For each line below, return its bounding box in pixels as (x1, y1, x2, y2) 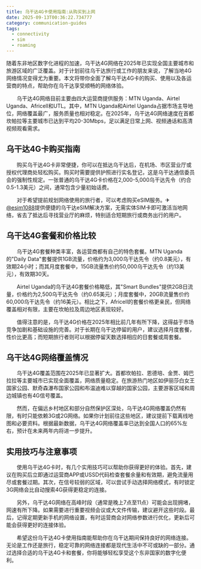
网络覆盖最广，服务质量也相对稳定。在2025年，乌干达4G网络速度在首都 (16, 109, 194, 117)
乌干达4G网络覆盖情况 (6, 352, 89, 363)
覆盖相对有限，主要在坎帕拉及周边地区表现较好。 (6, 306, 127, 313)
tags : (6, 25, 20, 32)
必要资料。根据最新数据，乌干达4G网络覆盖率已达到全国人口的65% (16, 420, 182, 427)
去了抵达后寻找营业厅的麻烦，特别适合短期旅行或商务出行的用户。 (22, 211, 184, 218)
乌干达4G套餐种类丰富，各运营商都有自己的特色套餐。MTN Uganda (16, 247, 183, 255)
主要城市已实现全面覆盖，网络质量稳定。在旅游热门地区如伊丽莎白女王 (22, 377, 195, 384)
